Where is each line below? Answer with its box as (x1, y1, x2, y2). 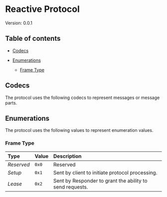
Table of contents (5, 34, 61, 43)
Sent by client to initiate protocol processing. (53, 169, 158, 176)
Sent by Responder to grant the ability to (53, 177, 148, 184)
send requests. (53, 183, 88, 190)
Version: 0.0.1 (5, 20, 32, 26)
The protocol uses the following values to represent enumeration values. (5, 127, 154, 133)
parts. (5, 99, 17, 105)
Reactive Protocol (5, 3, 80, 15)
